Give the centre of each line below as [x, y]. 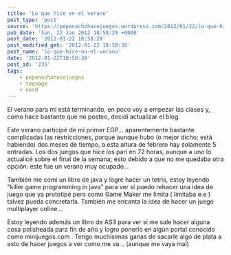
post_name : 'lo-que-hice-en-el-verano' [64, 52]
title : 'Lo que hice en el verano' [58, 13]
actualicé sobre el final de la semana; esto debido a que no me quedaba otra [116, 159]
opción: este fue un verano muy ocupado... [68, 167]
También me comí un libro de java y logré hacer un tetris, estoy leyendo [108, 180]
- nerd [29, 90]
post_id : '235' [29, 64]
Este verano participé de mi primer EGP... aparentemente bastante [101, 130]
